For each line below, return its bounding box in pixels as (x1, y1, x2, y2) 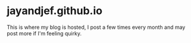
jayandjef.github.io (7, 4, 103, 18)
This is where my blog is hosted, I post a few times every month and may (7, 24, 186, 31)
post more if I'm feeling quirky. (7, 29, 82, 37)
